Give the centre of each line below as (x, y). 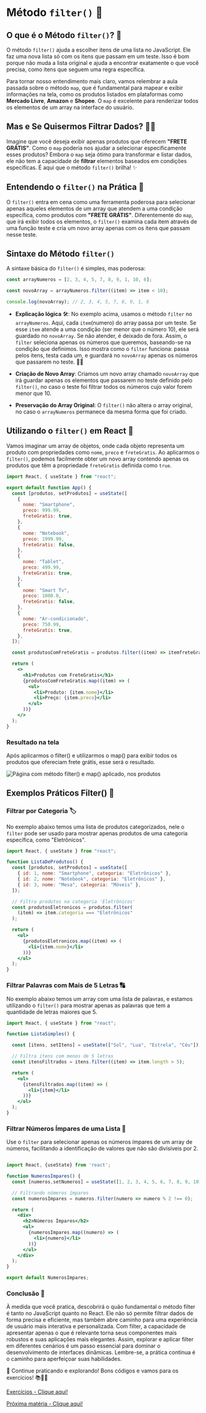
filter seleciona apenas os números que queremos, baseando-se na (103, 342)
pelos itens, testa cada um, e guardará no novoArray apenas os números (106, 356)
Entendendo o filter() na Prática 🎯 (75, 187)
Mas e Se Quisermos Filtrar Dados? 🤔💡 (81, 127)
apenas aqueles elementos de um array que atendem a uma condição (94, 209)
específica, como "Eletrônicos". (46, 840)
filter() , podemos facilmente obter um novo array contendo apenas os (97, 459)
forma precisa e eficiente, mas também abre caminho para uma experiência (102, 1320)
